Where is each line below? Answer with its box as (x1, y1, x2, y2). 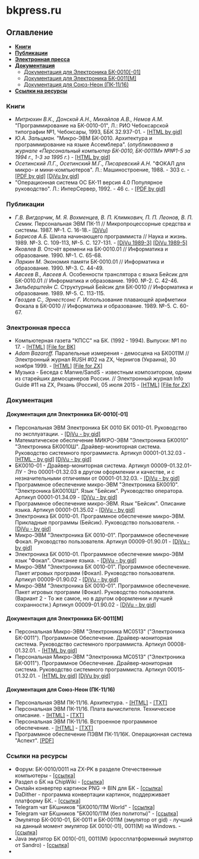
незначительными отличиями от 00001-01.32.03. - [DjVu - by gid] (14, 474, 180, 482)
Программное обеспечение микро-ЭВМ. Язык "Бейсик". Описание (14, 500, 186, 507)
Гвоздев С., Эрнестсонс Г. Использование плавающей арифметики (14, 296, 187, 303)
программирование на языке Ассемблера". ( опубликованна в (14, 141, 173, 148)
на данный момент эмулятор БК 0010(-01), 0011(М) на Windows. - (14, 822, 181, 829)
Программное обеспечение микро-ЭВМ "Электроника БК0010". (14, 481, 179, 488)
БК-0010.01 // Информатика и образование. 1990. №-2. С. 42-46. (14, 277, 179, 284)
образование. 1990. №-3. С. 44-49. (14, 264, 104, 271)
